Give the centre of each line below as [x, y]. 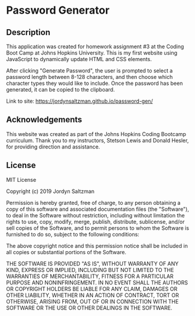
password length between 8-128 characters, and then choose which [89, 77]
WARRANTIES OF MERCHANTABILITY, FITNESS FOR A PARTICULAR [90, 276]
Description [28, 32]
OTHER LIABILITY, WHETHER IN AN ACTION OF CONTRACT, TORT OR [92, 295]
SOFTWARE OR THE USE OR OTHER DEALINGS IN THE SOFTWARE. [89, 308]
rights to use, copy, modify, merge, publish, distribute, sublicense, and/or [95, 222]
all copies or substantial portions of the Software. [66, 252]
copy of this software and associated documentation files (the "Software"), [98, 209]
